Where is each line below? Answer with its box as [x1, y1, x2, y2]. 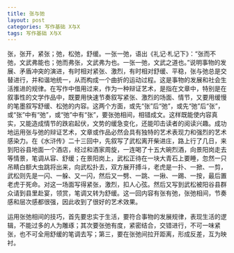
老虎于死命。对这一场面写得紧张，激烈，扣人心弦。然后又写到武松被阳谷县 [7, 181, 221, 189]
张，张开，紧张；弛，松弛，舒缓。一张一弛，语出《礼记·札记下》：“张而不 [7, 49, 217, 58]
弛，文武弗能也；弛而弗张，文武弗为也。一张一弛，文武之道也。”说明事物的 [7, 59, 221, 67]
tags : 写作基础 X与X [7, 29, 61, 37]
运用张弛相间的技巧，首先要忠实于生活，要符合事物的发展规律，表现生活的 [7, 213, 221, 221]
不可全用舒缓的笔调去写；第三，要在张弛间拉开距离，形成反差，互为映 [25, 230, 227, 238]
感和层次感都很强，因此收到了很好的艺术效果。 [7, 198, 141, 206]
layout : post [7, 17, 45, 24]
